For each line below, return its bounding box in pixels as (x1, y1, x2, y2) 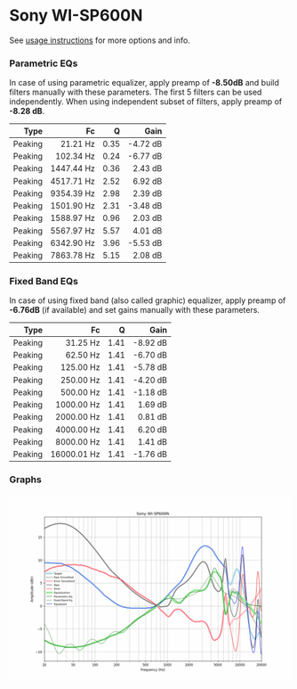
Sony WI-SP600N (9, 5, 143, 26)
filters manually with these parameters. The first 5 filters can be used (9, 86, 262, 98)
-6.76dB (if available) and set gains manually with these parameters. (9, 305, 261, 316)
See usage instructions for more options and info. (9, 35, 191, 45)
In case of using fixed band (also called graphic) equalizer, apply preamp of (9, 295, 286, 306)
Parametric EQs (9, 57, 78, 70)
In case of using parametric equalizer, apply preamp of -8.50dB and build (9, 78, 280, 88)
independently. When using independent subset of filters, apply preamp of (9, 96, 283, 107)
